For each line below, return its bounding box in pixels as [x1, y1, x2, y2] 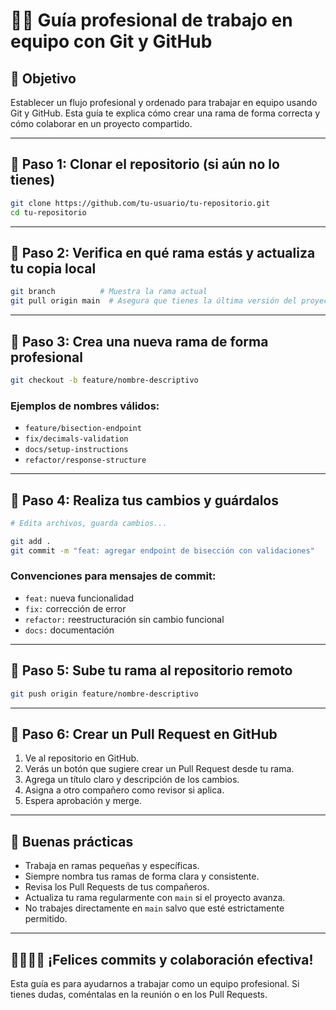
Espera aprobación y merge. [24, 795, 142, 807]
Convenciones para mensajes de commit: [10, 569, 217, 583]
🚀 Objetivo [10, 70, 77, 87]
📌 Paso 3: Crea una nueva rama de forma [10, 333, 269, 350]
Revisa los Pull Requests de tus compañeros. [24, 881, 210, 893]
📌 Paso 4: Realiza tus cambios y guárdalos [10, 492, 280, 509]
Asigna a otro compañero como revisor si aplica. [24, 784, 225, 796]
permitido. [24, 913, 68, 925]
